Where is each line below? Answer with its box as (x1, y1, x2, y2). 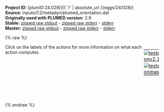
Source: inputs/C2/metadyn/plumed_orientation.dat (5, 10, 109, 16)
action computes (5, 49, 39, 55)
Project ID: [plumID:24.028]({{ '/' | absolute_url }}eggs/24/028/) (5, 5, 134, 10)
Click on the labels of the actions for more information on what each (5, 44, 142, 50)
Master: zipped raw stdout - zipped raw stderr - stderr (5, 25, 116, 31)
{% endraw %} (5, 102, 35, 108)
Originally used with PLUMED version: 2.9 (5, 15, 92, 20)
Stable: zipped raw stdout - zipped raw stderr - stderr (5, 20, 114, 26)
